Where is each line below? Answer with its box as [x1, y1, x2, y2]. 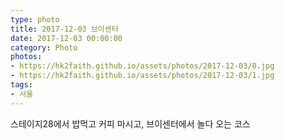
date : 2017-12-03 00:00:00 [10, 33, 123, 43]
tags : [10, 80, 33, 90]
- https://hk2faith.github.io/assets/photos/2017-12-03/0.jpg [10, 61, 275, 71]
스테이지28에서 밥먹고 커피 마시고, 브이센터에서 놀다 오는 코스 [10, 117, 251, 130]
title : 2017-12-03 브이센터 [10, 24, 119, 34]
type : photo [10, 14, 60, 25]
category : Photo [10, 42, 78, 53]
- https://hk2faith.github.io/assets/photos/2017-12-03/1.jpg [10, 71, 275, 81]
